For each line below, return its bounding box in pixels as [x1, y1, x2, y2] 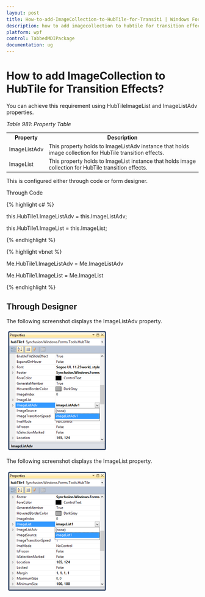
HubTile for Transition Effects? [6, 82, 164, 96]
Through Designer [6, 301, 77, 312]
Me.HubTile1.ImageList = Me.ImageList [6, 272, 104, 279]
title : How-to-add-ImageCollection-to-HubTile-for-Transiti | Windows [6, 16, 190, 23]
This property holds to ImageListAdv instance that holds [48, 142, 189, 149]
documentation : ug [6, 42, 53, 48]
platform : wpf [6, 29, 43, 35]
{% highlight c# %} [6, 201, 54, 209]
